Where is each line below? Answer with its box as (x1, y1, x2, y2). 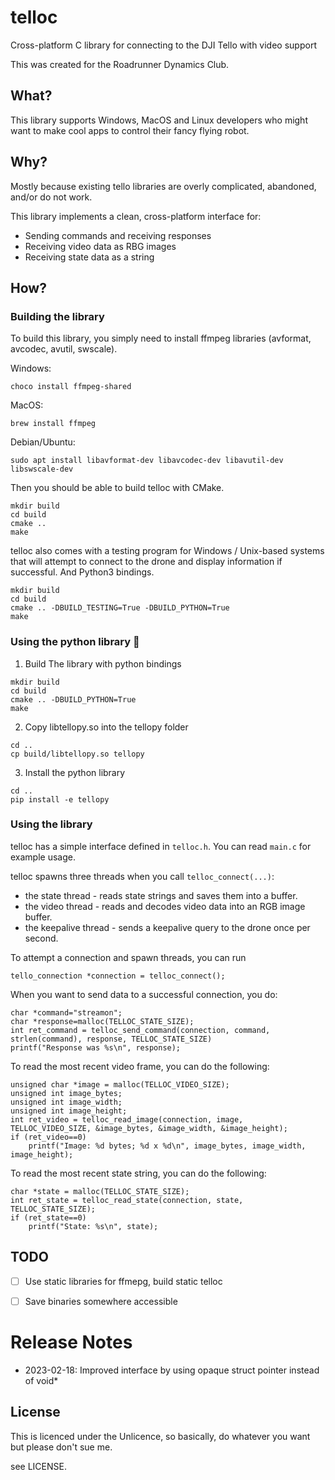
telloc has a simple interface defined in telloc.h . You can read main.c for (10, 840, 312, 852)
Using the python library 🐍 (10, 635, 140, 649)
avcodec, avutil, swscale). (10, 343, 118, 355)
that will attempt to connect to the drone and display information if (10, 556, 283, 568)
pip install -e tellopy (10, 794, 110, 805)
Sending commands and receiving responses (24, 229, 212, 241)
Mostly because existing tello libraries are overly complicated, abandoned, (10, 180, 317, 192)
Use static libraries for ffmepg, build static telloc (24, 1275, 223, 1287)
